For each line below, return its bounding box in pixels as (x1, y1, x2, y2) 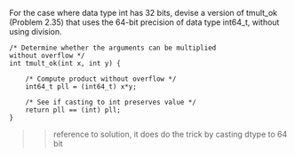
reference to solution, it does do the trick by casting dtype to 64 (52, 129, 288, 139)
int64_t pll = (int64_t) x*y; (25, 82, 138, 91)
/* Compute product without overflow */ (25, 75, 177, 83)
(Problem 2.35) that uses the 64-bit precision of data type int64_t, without (9, 17, 280, 27)
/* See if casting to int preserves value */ (25, 98, 197, 106)
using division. (9, 27, 62, 36)
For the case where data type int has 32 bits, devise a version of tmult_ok (9, 8, 278, 18)
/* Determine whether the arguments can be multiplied (9, 43, 217, 52)
